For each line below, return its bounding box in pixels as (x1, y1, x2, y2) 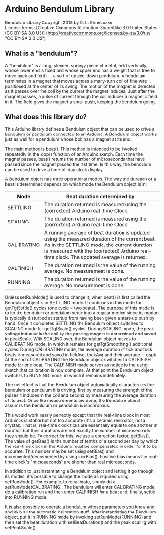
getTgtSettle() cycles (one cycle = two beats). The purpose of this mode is (5, 305, 155, 311)
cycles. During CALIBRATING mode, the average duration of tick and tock (5, 346, 153, 352)
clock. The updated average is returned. (55, 253, 147, 260)
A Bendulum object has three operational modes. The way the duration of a (5, 176, 156, 182)
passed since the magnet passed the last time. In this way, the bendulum (5, 161, 151, 167)
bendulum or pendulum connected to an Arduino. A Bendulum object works (5, 131, 157, 137)
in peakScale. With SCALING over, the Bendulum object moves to (5, 336, 136, 342)
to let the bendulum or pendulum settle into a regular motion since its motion (5, 310, 159, 316)
